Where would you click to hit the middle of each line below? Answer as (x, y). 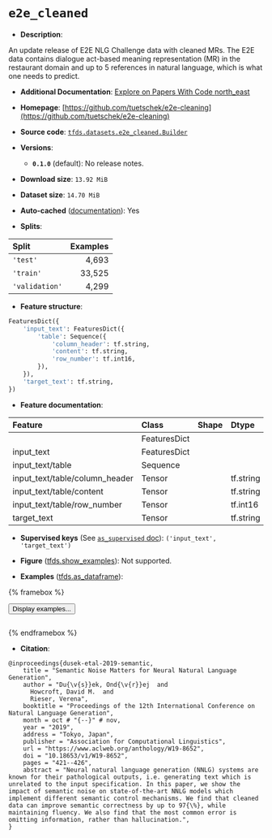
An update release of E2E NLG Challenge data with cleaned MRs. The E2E (132, 50)
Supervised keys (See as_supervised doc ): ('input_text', (118, 538)
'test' (25, 260)
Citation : (35, 648)
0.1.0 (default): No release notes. (88, 163)
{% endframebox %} (43, 633)
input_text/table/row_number (68, 504)
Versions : (37, 147)
